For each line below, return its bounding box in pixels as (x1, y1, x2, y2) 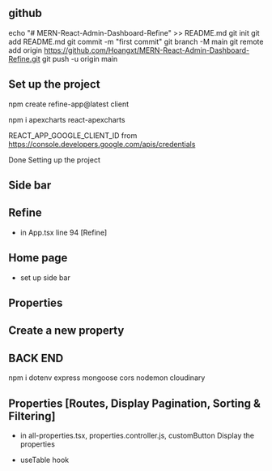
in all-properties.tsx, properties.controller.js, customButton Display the (19, 430, 255, 441)
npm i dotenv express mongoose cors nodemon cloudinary (8, 373, 206, 382)
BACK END (8, 351, 64, 365)
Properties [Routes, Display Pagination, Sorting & (8, 396, 261, 410)
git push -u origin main (41, 54, 118, 63)
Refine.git (8, 54, 40, 63)
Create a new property (8, 324, 125, 338)
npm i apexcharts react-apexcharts (8, 115, 125, 124)
